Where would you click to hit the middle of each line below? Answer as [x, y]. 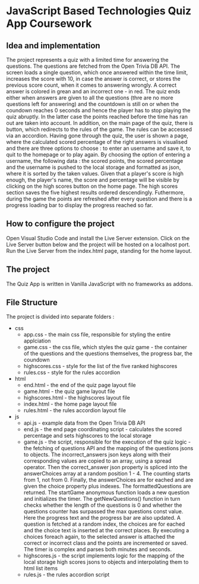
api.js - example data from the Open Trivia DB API [84, 423]
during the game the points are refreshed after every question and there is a [99, 199]
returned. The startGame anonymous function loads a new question [107, 492]
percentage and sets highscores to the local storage [87, 436]
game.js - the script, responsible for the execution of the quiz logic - [107, 442]
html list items [41, 569]
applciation [37, 341]
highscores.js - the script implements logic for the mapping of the [104, 556]
